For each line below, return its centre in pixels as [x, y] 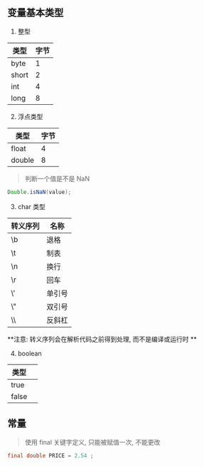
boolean [29, 353]
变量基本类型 [36, 13]
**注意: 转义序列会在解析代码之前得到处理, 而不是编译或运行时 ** [102, 339]
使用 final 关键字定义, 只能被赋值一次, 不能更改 [92, 442]
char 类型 [32, 206]
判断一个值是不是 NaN [57, 178]
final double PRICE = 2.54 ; [50, 455]
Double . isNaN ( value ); [39, 192]
